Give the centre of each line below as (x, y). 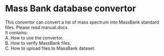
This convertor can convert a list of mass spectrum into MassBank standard (82, 22)
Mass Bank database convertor (71, 9)
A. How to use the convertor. (34, 38)
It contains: (17, 32)
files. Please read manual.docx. (37, 27)
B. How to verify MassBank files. (38, 43)
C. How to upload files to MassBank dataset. (50, 48)
